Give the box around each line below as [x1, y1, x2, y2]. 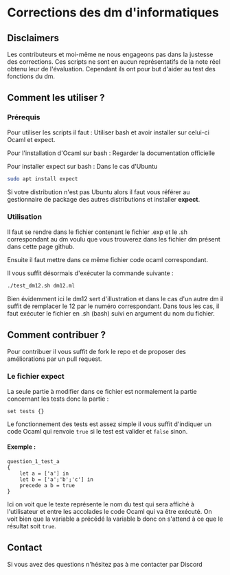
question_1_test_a [7, 458, 60, 465]
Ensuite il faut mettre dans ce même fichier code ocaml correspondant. [7, 255, 208, 263]
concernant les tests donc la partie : [7, 395, 109, 403]
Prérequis [7, 113, 41, 122]
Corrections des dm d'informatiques [7, 5, 220, 21]
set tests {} [7, 408, 45, 414]
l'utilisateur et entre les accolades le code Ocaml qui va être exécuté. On [7, 508, 212, 516]
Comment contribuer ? [7, 329, 106, 341]
